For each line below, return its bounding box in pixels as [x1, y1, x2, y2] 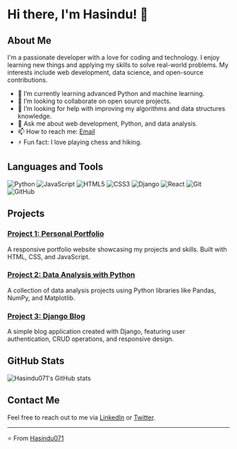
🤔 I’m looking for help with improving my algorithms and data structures [17, 104, 226, 112]
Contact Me [7, 395, 60, 407]
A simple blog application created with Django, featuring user [7, 328, 186, 336]
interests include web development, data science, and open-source [7, 68, 204, 76]
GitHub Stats [7, 355, 65, 367]
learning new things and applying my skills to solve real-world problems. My [7, 61, 229, 69]
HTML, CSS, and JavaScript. [7, 252, 90, 261]
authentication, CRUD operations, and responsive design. [7, 335, 174, 343]
